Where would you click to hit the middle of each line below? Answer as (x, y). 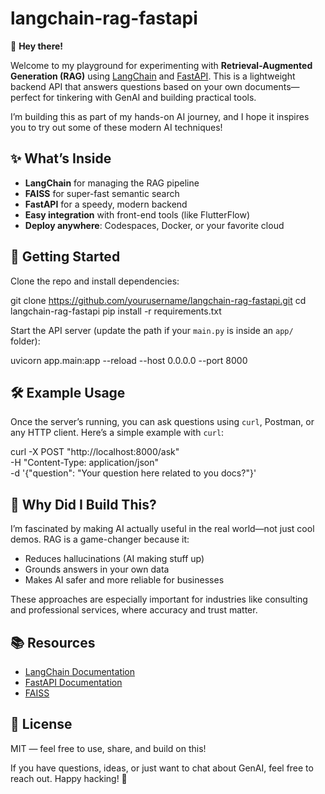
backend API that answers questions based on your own (126, 86)
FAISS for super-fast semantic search (102, 193)
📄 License (41, 724)
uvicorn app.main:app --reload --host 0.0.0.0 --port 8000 (129, 360)
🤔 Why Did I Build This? (83, 504)
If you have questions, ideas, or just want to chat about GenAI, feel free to (162, 768)
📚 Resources (53, 642)
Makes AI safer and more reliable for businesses (124, 580)
